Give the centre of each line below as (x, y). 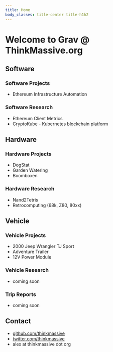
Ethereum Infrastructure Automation (50, 94)
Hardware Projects (28, 154)
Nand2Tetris (25, 199)
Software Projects (28, 83)
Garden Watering (30, 170)
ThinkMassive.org (44, 50)
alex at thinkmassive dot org (42, 344)
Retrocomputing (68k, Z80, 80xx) (47, 205)
